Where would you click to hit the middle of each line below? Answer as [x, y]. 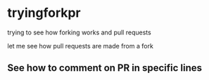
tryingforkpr [44, 13]
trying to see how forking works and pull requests [79, 32]
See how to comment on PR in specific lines [105, 68]
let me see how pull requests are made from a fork [80, 46]
